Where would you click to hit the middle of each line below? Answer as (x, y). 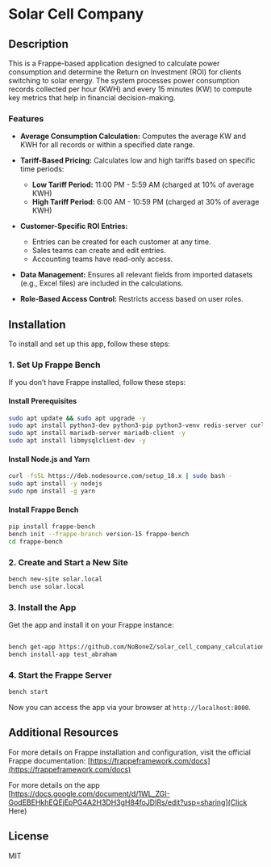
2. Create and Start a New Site (69, 562)
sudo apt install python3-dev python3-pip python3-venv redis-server (128, 425)
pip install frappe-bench (52, 527)
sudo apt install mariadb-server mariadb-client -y (97, 433)
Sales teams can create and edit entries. (99, 251)
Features (26, 118)
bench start (28, 692)
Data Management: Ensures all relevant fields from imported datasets (136, 275)
